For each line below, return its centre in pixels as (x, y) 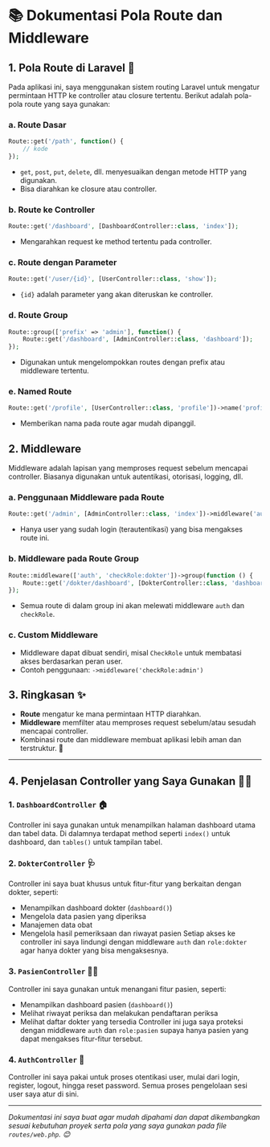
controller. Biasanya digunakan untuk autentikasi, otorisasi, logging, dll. (126, 477)
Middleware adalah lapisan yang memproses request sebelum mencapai (128, 468)
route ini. (35, 538)
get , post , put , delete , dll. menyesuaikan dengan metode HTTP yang (133, 171)
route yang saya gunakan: (67, 104)
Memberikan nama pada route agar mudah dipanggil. (108, 423)
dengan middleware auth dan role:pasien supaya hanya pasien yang (134, 1030)
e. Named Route (40, 392)
